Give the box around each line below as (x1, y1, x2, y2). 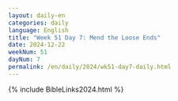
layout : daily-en (8, 11, 66, 20)
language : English (8, 26, 69, 34)
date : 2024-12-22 (8, 41, 66, 49)
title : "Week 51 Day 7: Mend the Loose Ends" (8, 33, 161, 42)
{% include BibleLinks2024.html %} (8, 84, 124, 94)
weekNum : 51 (8, 48, 47, 56)
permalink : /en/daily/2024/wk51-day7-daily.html (8, 63, 172, 71)
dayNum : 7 (8, 56, 41, 64)
